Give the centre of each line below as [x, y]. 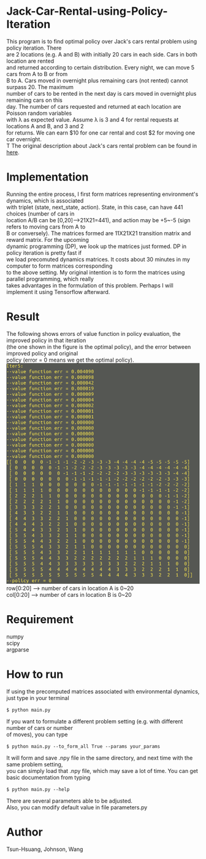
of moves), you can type [37, 734]
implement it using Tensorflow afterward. [58, 292]
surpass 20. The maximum [40, 87]
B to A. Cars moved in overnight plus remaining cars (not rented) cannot [97, 80]
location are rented [30, 61]
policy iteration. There [34, 48]
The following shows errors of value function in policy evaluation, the [93, 333]
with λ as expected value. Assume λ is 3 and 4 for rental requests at [93, 119]
